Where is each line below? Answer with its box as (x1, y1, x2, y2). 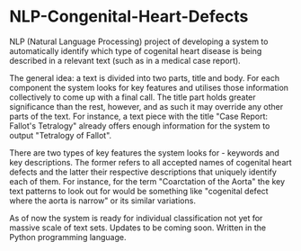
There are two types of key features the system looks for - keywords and (9, 147, 280, 158)
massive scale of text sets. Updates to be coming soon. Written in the (9, 222, 267, 233)
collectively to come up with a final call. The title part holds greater (9, 92, 256, 103)
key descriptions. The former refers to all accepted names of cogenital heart (9, 157, 292, 167)
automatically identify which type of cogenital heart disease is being (9, 45, 262, 56)
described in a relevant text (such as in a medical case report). (9, 55, 241, 66)
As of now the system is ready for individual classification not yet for (9, 212, 263, 223)
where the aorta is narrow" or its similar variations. (9, 195, 196, 206)
